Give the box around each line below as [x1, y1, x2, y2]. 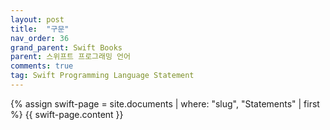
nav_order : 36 [10, 33, 70, 43]
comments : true [10, 61, 74, 71]
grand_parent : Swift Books [10, 42, 123, 53]
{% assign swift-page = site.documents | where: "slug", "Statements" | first [10, 97, 320, 110]
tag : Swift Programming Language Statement [10, 71, 195, 81]
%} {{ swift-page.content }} [10, 108, 124, 120]
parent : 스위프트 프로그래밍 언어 [10, 52, 131, 62]
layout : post [10, 14, 65, 25]
